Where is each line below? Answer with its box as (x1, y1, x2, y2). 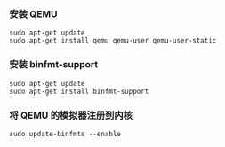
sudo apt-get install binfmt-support (9, 87, 149, 96)
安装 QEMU (9, 7, 58, 19)
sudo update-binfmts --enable (9, 129, 122, 138)
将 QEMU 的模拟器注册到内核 (9, 109, 133, 121)
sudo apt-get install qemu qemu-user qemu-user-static (9, 36, 217, 45)
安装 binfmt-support (9, 58, 99, 71)
